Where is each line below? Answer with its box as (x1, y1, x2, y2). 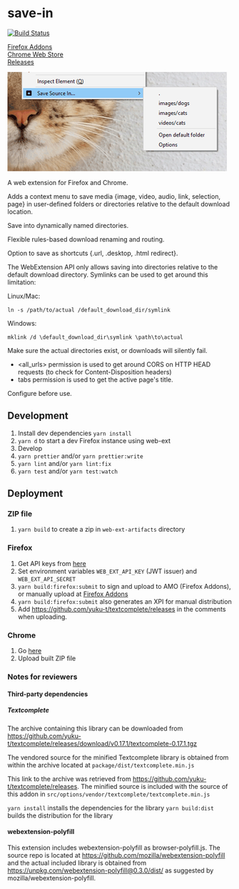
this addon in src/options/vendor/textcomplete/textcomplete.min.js (7, 790, 210, 798)
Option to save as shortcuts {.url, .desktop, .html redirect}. (7, 249, 178, 257)
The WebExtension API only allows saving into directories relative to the (7, 262, 218, 271)
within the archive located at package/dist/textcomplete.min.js (7, 760, 195, 769)
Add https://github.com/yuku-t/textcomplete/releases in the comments (17, 605, 226, 613)
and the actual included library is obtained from (7, 858, 147, 867)
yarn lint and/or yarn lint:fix (17, 459, 112, 467)
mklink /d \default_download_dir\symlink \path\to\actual (7, 334, 183, 341)
